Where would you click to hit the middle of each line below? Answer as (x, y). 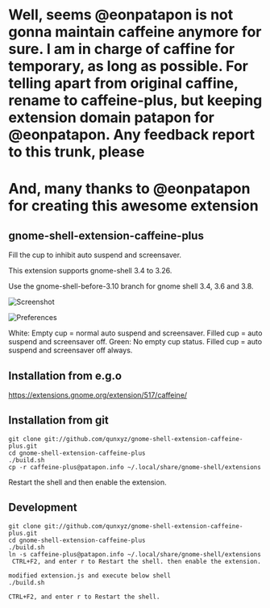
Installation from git (58, 421)
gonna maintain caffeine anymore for (135, 32)
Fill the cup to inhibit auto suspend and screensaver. (95, 255)
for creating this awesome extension (134, 206)
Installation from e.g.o (65, 375)
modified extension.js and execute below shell (90, 575)
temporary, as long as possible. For (128, 67)
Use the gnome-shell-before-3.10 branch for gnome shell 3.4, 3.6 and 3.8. (131, 286)
